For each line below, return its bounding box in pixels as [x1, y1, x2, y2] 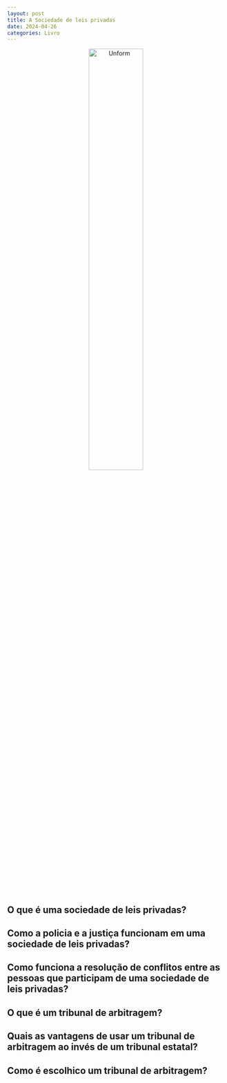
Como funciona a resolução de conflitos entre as [7, 962, 221, 974]
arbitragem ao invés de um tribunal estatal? [7, 1042, 198, 1053]
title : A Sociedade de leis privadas [7, 17, 116, 24]
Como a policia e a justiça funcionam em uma [7, 927, 206, 939]
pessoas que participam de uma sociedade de [7, 972, 210, 984]
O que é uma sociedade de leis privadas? [7, 904, 187, 916]
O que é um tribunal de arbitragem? [7, 1007, 163, 1019]
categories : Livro [7, 29, 60, 37]
